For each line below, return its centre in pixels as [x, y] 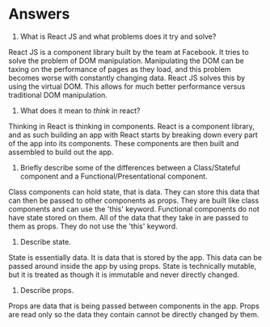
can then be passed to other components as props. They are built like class [134, 200]
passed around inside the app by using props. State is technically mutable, [133, 266]
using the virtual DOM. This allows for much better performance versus [127, 86]
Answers [39, 14]
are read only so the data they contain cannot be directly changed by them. [134, 314]
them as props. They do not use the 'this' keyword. [93, 226]
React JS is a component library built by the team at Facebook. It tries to [129, 52]
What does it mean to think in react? [80, 111]
